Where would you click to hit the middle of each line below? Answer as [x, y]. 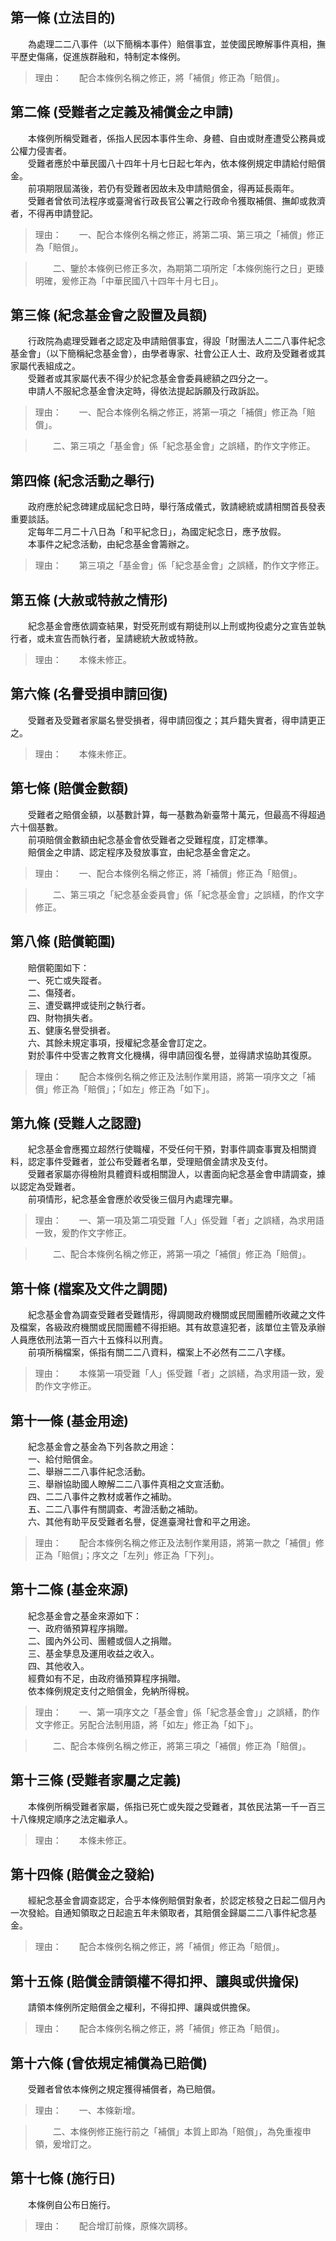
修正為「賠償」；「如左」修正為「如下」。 [133, 1089]
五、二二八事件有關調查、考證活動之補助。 [115, 1509]
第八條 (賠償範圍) [63, 941]
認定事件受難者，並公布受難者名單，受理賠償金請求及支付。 [150, 1162]
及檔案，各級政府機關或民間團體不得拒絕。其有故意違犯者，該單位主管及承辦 [168, 1327]
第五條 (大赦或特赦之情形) [89, 599]
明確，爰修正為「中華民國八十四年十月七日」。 [129, 280]
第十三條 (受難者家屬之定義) [96, 1780]
